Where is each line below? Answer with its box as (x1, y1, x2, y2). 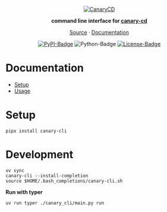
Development (5, 148, 74, 161)
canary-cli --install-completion (5, 173, 89, 179)
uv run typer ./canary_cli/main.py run (5, 200, 105, 206)
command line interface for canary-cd (51, 17, 148, 24)
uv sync (5, 167, 25, 173)
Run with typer (5, 188, 43, 195)
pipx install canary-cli (5, 128, 67, 134)
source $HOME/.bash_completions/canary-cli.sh (5, 178, 123, 184)
